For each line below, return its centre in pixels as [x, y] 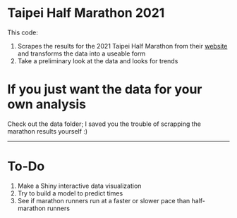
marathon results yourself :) [48, 131]
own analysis [47, 104]
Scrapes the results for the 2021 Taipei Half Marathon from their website [122, 46]
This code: [23, 32]
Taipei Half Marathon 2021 [86, 13]
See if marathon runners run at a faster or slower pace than [104, 200]
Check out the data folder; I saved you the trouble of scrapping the [104, 124]
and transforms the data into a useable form [81, 53]
